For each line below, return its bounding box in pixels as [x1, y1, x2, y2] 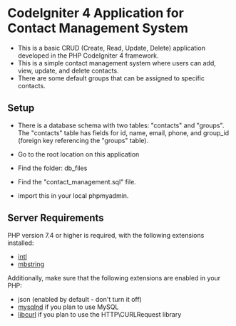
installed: [7, 238, 34, 247]
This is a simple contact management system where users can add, [17, 58, 216, 67]
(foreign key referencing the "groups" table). [17, 136, 148, 144]
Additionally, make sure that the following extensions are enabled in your [7, 273, 221, 282]
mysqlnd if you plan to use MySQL [17, 303, 119, 311]
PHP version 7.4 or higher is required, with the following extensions [7, 231, 205, 239]
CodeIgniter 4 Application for [7, 5, 184, 21]
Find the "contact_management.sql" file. [17, 177, 137, 186]
